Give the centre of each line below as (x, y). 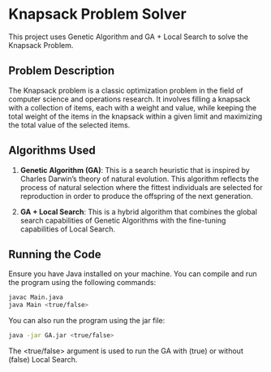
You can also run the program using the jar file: (87, 321)
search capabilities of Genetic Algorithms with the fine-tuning (123, 220)
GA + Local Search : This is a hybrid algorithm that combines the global (139, 211)
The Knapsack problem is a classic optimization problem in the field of (126, 90)
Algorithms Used (52, 151)
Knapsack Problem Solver (97, 14)
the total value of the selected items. (69, 125)
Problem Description (62, 71)
